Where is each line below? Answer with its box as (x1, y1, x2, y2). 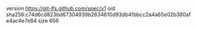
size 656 (38, 17, 59, 24)
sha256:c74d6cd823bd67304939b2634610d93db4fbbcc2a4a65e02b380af (6, 11, 191, 18)
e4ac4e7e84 (6, 17, 37, 24)
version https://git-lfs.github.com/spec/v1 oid (6, 5, 116, 12)
